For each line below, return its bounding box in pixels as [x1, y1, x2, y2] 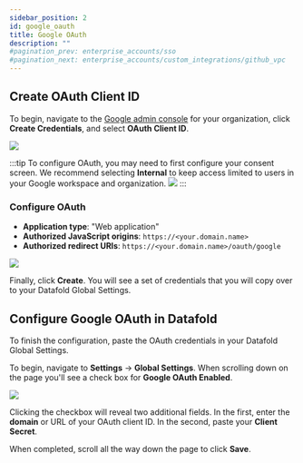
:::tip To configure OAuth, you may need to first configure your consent [9, 157, 275, 168]
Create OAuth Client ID [9, 89, 141, 104]
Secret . [9, 426, 38, 437]
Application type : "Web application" [22, 222, 160, 232]
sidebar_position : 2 [9, 13, 88, 23]
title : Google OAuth [9, 30, 88, 39]
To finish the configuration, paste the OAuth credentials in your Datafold [9, 335, 279, 346]
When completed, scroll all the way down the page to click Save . [9, 443, 251, 454]
